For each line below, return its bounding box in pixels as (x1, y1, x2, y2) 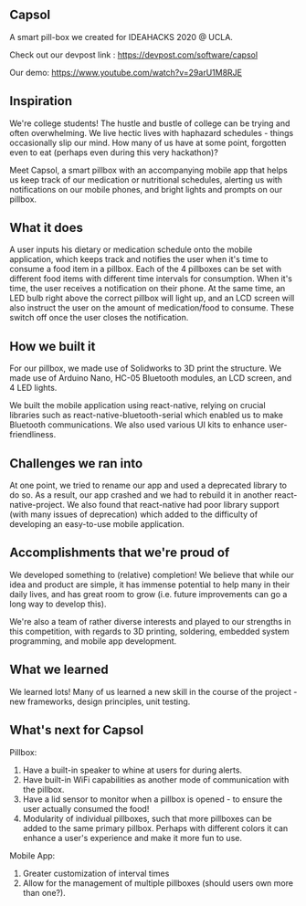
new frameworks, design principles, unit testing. (9, 696, 191, 707)
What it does (9, 220, 84, 236)
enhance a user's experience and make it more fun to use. (22, 832, 242, 843)
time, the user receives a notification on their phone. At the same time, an (9, 283, 286, 294)
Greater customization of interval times (22, 868, 170, 879)
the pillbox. (22, 784, 65, 795)
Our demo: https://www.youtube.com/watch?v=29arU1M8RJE (9, 67, 243, 78)
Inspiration (9, 93, 73, 109)
